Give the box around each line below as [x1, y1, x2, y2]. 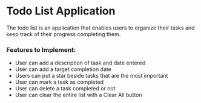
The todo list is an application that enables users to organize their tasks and [6, 24, 195, 31]
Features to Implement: [6, 45, 76, 54]
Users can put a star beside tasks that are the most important [15, 72, 168, 80]
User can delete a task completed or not [15, 85, 116, 92]
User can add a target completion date [15, 66, 112, 73]
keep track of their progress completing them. [6, 30, 121, 37]
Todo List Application [6, 4, 116, 18]
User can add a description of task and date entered [15, 59, 146, 67]
